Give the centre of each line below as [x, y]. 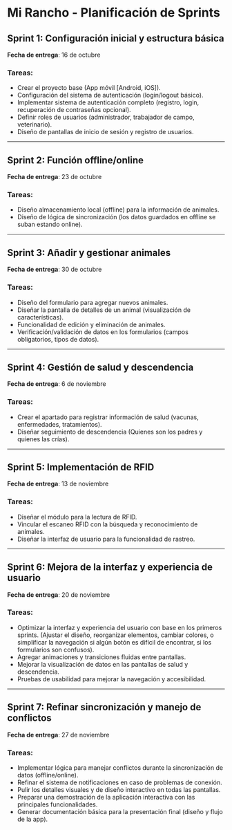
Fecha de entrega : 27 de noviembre [58, 735]
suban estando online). [50, 224]
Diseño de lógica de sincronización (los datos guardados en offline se [116, 217]
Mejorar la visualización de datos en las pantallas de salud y [103, 664]
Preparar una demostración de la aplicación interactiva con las [106, 797]
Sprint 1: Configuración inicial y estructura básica [116, 38]
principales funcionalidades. [57, 804]
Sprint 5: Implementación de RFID [81, 467]
